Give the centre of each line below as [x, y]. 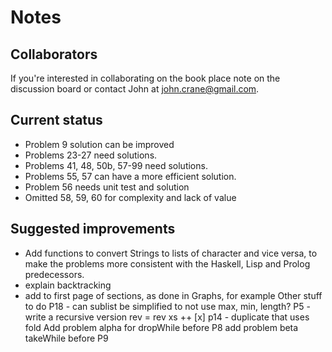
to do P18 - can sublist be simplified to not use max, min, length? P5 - [167, 306]
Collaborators [54, 54]
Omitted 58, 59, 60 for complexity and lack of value [130, 197]
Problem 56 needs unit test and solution [107, 187]
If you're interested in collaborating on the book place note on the [145, 78]
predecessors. [54, 274]
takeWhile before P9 [66, 338]
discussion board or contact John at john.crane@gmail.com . [135, 89]
